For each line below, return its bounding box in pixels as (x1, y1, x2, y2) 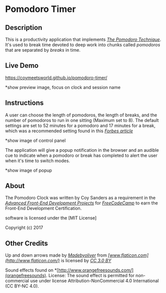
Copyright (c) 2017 (5, 225, 43, 231)
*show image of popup (5, 167, 52, 173)
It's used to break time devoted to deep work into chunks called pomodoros (5, 42, 161, 48)
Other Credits (5, 239, 48, 247)
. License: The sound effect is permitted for (46, 273, 135, 279)
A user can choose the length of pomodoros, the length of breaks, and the (5, 112, 158, 118)
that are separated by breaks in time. (5, 47, 81, 53)
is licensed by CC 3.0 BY (61, 258, 112, 264)
